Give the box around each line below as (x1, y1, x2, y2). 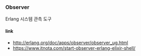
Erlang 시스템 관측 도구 (5, 16, 52, 22)
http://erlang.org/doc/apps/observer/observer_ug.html (12, 40, 128, 46)
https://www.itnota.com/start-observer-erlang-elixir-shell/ (12, 45, 136, 51)
